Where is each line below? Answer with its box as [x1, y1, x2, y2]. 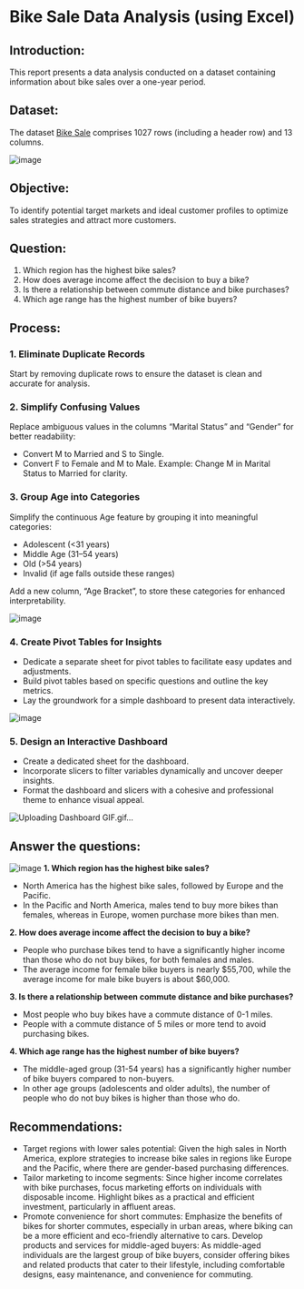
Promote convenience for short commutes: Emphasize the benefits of [22, 1211, 283, 1222]
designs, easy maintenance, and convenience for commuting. [22, 1268, 254, 1280]
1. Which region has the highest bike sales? [44, 863, 211, 874]
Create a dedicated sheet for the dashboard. [22, 756, 189, 766]
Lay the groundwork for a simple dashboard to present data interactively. [22, 695, 296, 706]
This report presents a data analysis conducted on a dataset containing [9, 66, 276, 77]
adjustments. [22, 666, 72, 677]
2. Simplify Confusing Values [9, 401, 141, 413]
